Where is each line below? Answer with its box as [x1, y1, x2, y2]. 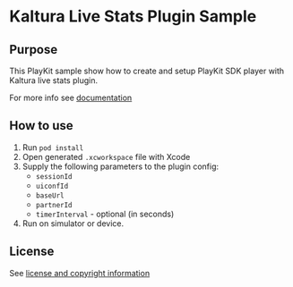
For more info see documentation [9, 92, 133, 103]
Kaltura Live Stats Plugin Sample [9, 6, 257, 27]
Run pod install [22, 141, 84, 153]
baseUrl [35, 190, 65, 200]
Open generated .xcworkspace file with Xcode [22, 151, 191, 162]
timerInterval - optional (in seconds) [35, 208, 175, 219]
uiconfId [35, 181, 69, 190]
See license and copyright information [9, 267, 151, 278]
